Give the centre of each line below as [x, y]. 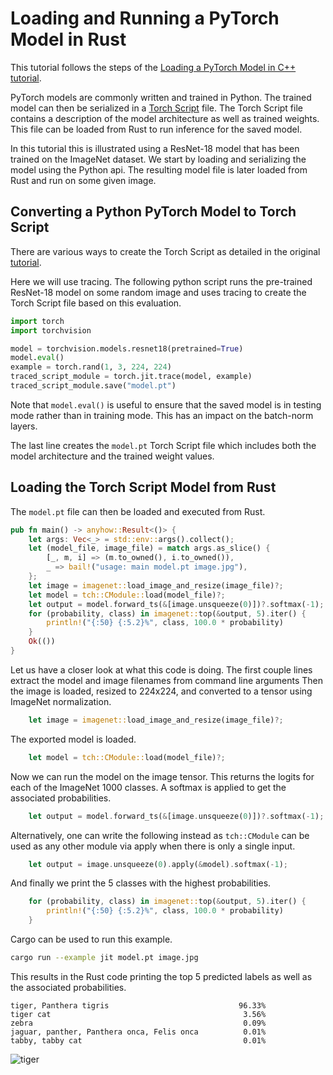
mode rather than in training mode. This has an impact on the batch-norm [162, 415]
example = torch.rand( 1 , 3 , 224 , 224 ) [91, 367]
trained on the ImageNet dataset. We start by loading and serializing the [158, 159]
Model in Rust [68, 39]
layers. [24, 426]
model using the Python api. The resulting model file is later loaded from [159, 169]
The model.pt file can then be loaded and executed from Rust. [138, 511]
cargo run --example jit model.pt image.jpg [104, 958]
